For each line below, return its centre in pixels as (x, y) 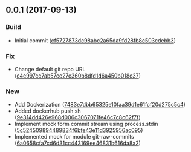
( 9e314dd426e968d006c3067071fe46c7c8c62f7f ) (77, 117)
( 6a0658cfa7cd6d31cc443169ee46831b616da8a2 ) (78, 143)
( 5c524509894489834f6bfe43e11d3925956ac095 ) (79, 130)
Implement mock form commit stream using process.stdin (86, 124)
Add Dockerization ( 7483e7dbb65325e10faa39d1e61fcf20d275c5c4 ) (100, 105)
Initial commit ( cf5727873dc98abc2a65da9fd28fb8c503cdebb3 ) (95, 40)
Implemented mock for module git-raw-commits (74, 137)
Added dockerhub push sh (47, 111)
